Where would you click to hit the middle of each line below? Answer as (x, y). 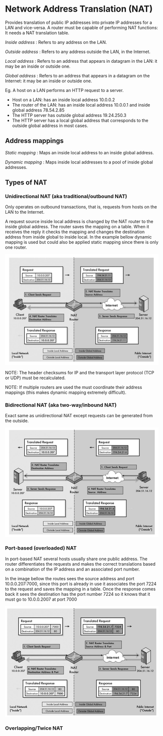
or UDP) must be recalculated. (35, 378)
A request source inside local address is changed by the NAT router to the (79, 221)
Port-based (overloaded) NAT (41, 548)
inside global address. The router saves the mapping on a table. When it (77, 227)
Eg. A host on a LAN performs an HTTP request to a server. (64, 90)
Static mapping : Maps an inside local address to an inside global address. (80, 152)
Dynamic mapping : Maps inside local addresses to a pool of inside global (79, 162)
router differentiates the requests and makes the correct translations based (80, 564)
